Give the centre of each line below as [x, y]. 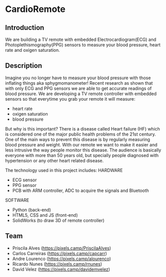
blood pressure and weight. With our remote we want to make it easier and [81, 144]
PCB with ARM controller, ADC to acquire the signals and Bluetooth [81, 190]
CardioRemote [35, 9]
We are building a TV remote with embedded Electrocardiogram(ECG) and [81, 39]
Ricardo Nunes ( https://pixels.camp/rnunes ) [57, 264]
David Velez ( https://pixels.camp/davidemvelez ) [61, 269]
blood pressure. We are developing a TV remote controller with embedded [81, 94]
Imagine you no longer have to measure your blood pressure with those [78, 78]
